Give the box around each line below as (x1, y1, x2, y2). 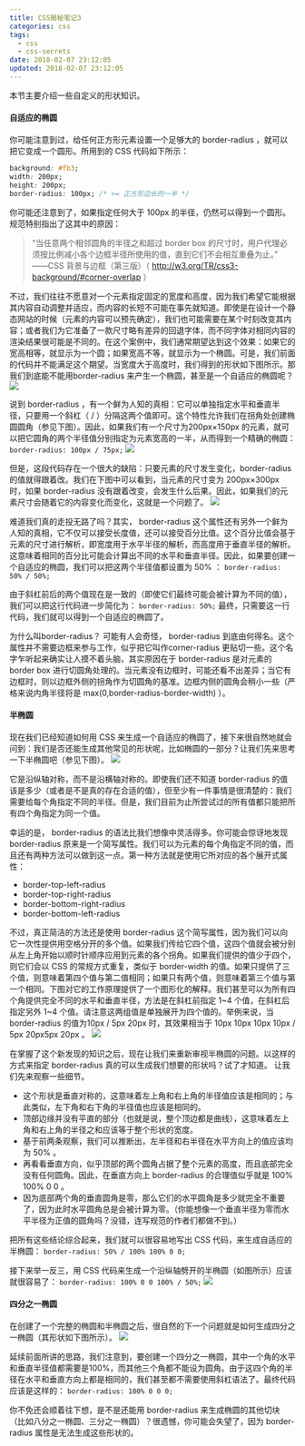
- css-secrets (17, 47, 71, 56)
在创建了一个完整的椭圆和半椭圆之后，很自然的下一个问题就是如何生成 (9, 1320, 272, 1331)
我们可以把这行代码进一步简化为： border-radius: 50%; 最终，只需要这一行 (9, 600, 290, 611)
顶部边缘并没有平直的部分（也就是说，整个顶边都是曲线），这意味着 (22, 1113, 274, 1124)
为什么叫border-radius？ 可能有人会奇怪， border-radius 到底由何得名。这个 (9, 630, 295, 641)
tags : (9, 30, 30, 39)
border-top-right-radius (22, 889, 112, 900)
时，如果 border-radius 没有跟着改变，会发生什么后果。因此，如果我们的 (9, 485, 280, 496)
